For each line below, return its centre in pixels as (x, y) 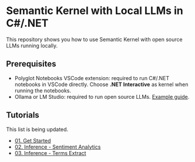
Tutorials (23, 115)
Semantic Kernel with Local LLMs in (95, 11)
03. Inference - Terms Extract (50, 153)
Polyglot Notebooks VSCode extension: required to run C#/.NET (92, 78)
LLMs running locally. (32, 46)
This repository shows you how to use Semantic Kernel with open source (95, 39)
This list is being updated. (37, 129)
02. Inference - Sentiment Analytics (58, 147)
